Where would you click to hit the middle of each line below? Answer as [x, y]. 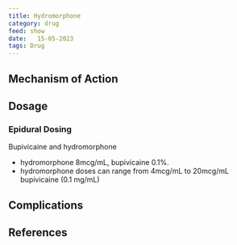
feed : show [27, 31]
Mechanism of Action [63, 79]
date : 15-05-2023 [41, 38]
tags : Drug [27, 46]
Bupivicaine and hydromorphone [62, 147]
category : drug [34, 23]
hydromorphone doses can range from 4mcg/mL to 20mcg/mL [125, 171]
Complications [46, 205]
